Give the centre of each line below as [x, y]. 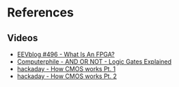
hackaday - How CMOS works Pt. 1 [66, 69]
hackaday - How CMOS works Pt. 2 [67, 76]
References [40, 13]
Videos [23, 38]
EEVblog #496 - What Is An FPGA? [66, 54]
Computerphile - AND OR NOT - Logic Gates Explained [94, 62]
